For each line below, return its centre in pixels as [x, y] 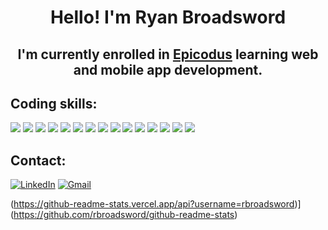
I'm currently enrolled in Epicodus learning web [168, 54]
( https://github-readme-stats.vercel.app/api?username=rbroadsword [152, 204]
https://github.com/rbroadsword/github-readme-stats [124, 215]
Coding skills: [54, 103]
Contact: [38, 160]
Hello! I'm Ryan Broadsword [168, 17]
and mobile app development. [168, 69]
